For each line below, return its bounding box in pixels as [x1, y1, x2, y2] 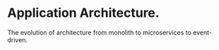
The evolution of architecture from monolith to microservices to [7, 28, 192, 37]
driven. [7, 35, 28, 44]
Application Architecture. [7, 5, 160, 21]
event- [193, 28, 213, 37]
